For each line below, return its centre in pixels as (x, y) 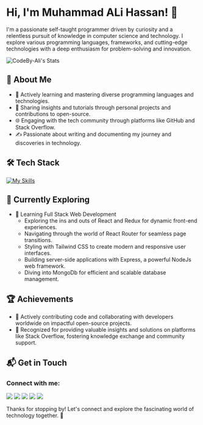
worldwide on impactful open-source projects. (73, 323)
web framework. (45, 266)
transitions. (38, 240)
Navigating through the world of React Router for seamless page (105, 234)
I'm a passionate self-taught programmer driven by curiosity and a (90, 29)
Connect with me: (33, 383)
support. (26, 343)
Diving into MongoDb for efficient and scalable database (95, 273)
